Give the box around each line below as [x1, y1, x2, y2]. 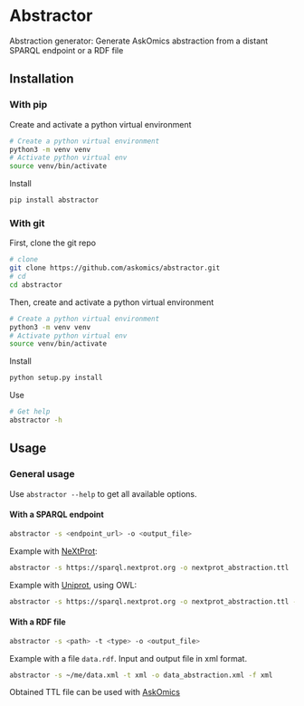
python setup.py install [9, 373, 103, 383]
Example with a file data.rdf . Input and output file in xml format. [9, 653, 247, 663]
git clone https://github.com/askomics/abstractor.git [9, 263, 221, 272]
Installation [9, 72, 74, 87]
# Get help [9, 407, 51, 416]
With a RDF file [9, 616, 66, 627]
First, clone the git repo [9, 237, 97, 249]
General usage [9, 468, 75, 481]
